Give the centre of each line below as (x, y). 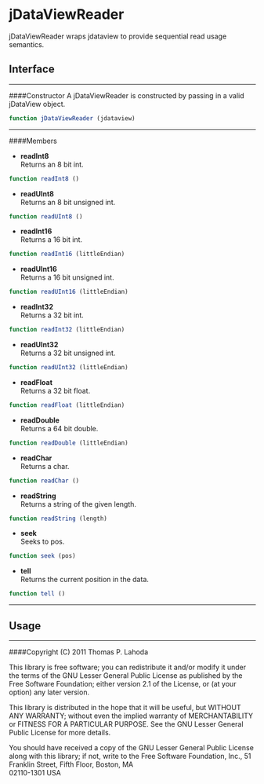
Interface (32, 70)
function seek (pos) (43, 556)
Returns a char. (45, 466)
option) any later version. (49, 692)
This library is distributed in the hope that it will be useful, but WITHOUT (125, 707)
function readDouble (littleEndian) (69, 443)
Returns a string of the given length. (78, 504)
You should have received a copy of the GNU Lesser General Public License (131, 747)
